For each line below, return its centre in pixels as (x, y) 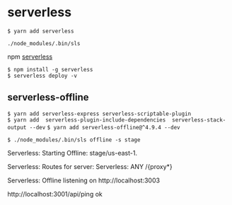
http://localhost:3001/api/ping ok (55, 194)
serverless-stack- (199, 120)
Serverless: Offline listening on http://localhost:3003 (84, 180)
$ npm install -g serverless (50, 69)
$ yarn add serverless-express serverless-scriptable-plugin (99, 114)
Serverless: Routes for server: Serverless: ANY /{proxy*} (90, 166)
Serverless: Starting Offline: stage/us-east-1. (72, 153)
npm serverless (30, 57)
